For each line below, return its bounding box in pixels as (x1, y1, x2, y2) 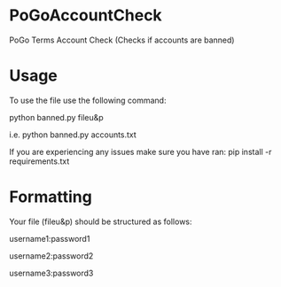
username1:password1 (9, 233, 90, 244)
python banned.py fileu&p (9, 112, 104, 122)
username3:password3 (9, 268, 94, 278)
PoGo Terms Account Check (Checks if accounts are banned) (9, 35, 235, 45)
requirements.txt (9, 156, 70, 167)
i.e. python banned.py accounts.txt (9, 129, 137, 140)
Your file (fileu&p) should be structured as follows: (9, 216, 192, 227)
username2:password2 (9, 250, 94, 261)
